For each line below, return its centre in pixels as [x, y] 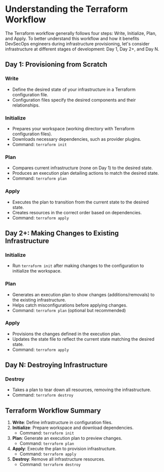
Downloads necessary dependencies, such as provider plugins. [77, 139]
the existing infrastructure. [39, 300]
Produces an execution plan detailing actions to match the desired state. [85, 173]
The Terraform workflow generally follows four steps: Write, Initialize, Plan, [81, 33]
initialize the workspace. [37, 271]
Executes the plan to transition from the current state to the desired [81, 202]
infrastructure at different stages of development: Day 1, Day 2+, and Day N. [82, 49]
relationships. [26, 105]
